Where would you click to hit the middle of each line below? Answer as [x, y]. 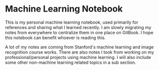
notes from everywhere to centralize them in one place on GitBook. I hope [79, 32]
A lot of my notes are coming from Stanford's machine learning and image [79, 47]
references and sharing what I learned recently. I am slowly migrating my [78, 27]
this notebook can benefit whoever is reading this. [55, 38]
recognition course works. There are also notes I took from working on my [80, 52]
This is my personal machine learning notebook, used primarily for [72, 22]
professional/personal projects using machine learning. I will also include [78, 57]
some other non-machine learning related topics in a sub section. [71, 62]
